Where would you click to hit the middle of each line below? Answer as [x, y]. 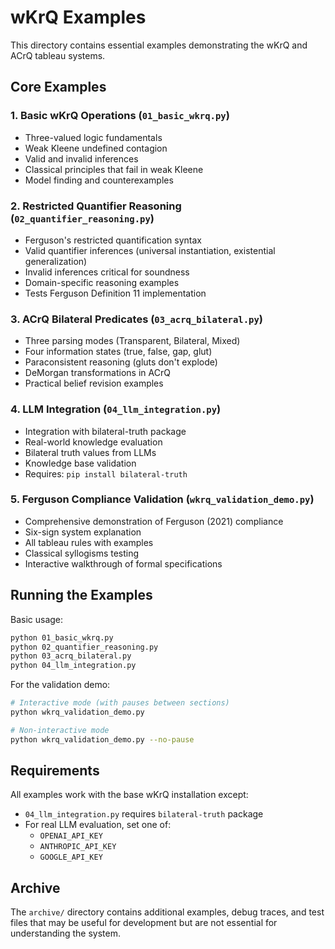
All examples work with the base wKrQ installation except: [129, 795]
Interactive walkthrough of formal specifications [123, 563]
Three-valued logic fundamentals [93, 137]
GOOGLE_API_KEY [71, 857]
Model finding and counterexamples [99, 180]
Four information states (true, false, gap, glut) [118, 352]
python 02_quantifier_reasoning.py [84, 647]
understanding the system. [65, 933]
